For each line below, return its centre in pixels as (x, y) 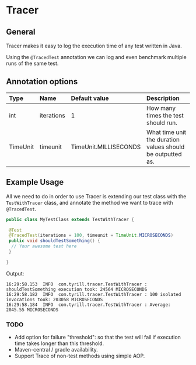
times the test (165, 115)
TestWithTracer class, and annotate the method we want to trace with (90, 202)
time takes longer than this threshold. (59, 343)
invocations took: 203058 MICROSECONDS (55, 299)
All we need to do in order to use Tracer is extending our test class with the (96, 196)
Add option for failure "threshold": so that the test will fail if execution (97, 338)
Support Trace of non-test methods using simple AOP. (80, 356)
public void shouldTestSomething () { (54, 241)
